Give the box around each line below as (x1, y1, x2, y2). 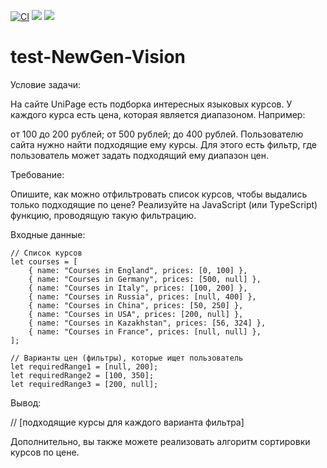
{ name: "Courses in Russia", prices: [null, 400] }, (28, 291, 257, 302)
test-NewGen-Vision (10, 46, 186, 69)
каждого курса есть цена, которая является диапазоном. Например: (10, 108, 306, 120)
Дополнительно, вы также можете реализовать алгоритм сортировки (10, 435, 311, 447)
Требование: (10, 168, 65, 180)
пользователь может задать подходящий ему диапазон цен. (10, 149, 269, 161)
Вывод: (10, 396, 42, 409)
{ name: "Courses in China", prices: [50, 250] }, (28, 300, 244, 310)
